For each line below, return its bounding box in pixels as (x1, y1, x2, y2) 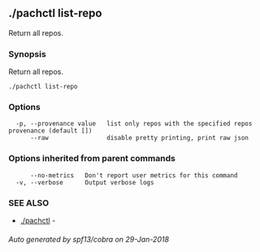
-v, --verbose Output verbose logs (15, 178, 154, 186)
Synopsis (8, 48, 46, 59)
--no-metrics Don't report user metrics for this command (29, 171, 238, 180)
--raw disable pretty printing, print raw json (29, 134, 249, 142)
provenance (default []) (8, 127, 93, 135)
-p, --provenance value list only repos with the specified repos (15, 119, 253, 128)
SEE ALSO (8, 197, 50, 208)
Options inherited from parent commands (8, 153, 176, 164)
